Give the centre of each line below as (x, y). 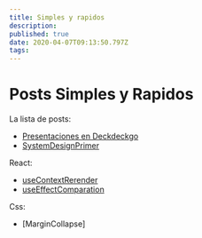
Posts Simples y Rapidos (101, 95)
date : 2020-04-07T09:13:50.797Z (69, 42)
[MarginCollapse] (54, 224)
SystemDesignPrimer (61, 146)
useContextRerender (60, 180)
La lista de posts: (40, 119)
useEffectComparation (63, 190)
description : (33, 26)
